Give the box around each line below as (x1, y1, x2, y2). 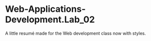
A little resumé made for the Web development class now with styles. (5, 30, 146, 36)
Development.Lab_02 (5, 14, 95, 25)
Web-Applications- (5, 3, 86, 15)
